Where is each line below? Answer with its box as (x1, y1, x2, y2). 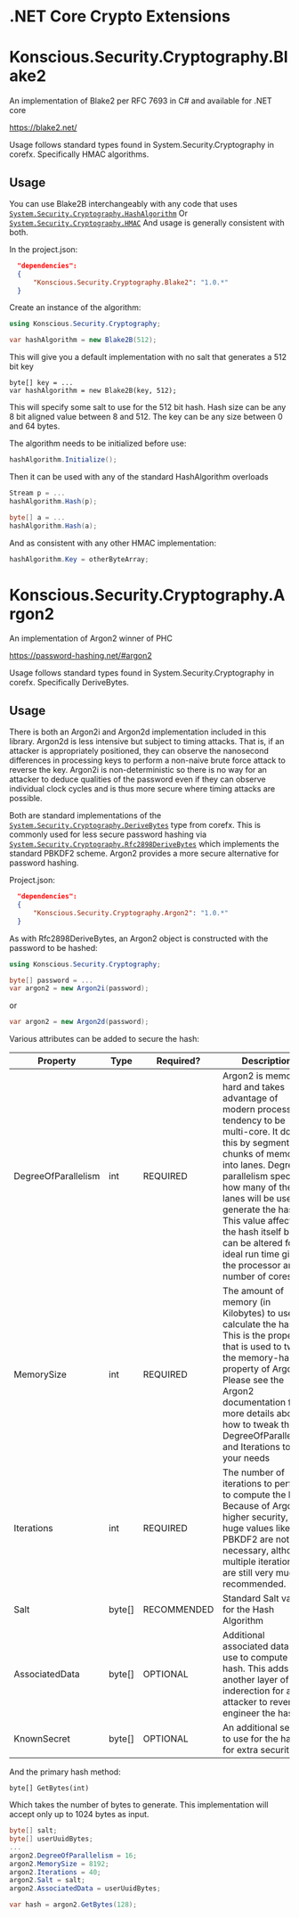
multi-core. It (222, 1126, 279, 1138)
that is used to (222, 1340, 282, 1353)
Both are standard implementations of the (9, 810, 162, 821)
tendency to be (222, 1114, 287, 1127)
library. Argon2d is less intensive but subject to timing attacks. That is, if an (9, 736, 285, 747)
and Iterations (222, 1441, 280, 1454)
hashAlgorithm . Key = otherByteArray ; (9, 554, 149, 563)
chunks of (222, 1148, 265, 1160)
